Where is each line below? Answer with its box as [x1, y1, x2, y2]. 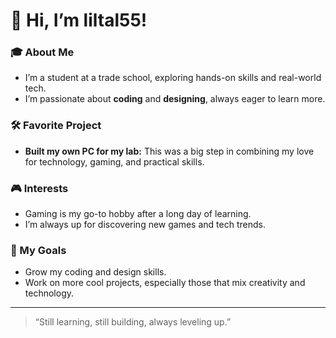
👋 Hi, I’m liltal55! [10, 9, 148, 32]
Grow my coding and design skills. [24, 266, 167, 278]
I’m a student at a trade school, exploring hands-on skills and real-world [24, 72, 322, 84]
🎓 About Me [10, 45, 75, 59]
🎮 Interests [10, 181, 69, 195]
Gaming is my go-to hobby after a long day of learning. [24, 208, 252, 220]
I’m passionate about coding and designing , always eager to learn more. [24, 93, 326, 105]
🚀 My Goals [10, 244, 67, 257]
